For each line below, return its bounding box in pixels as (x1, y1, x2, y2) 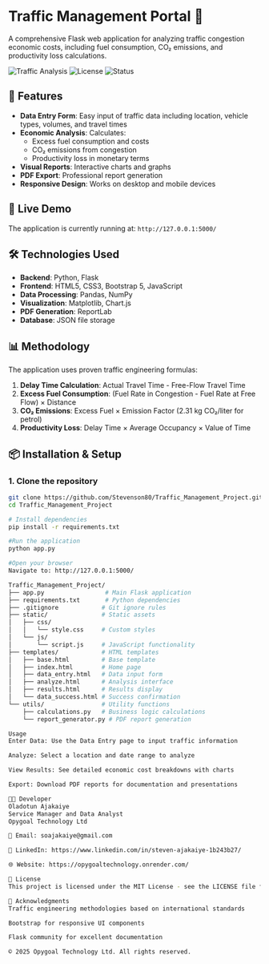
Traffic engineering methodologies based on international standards (8, 905, 246, 913)
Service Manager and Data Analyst (8, 809, 124, 818)
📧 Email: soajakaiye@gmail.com (8, 832, 113, 840)
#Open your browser (8, 559, 74, 567)
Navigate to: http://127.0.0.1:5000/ (8, 567, 134, 575)
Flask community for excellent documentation (8, 934, 163, 942)
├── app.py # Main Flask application (8, 588, 192, 596)
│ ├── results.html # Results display (8, 685, 163, 694)
